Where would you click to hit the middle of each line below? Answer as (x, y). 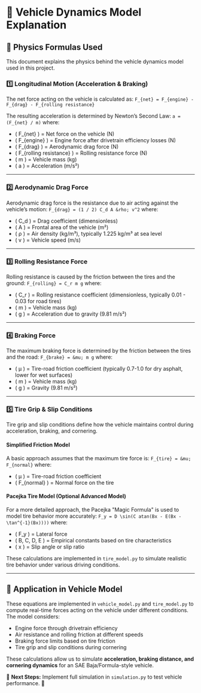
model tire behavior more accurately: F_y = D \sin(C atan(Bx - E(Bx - (94, 516)
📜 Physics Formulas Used (54, 47)
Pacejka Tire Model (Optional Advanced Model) (66, 496)
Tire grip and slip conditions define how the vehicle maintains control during (100, 425)
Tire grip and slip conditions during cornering (71, 647)
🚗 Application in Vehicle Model (64, 589)
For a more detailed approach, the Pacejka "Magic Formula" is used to (93, 509)
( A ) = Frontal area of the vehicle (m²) (62, 227)
